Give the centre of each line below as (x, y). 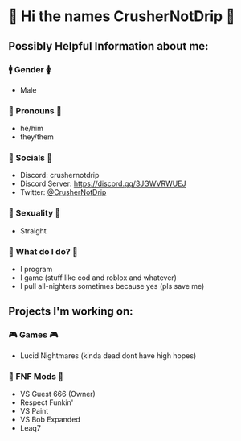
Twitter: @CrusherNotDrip (63, 192)
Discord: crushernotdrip (59, 175)
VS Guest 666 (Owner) (58, 394)
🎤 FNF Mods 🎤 (36, 376)
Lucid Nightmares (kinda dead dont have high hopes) (108, 355)
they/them (37, 137)
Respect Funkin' (47, 402)
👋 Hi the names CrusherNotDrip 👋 (122, 16)
